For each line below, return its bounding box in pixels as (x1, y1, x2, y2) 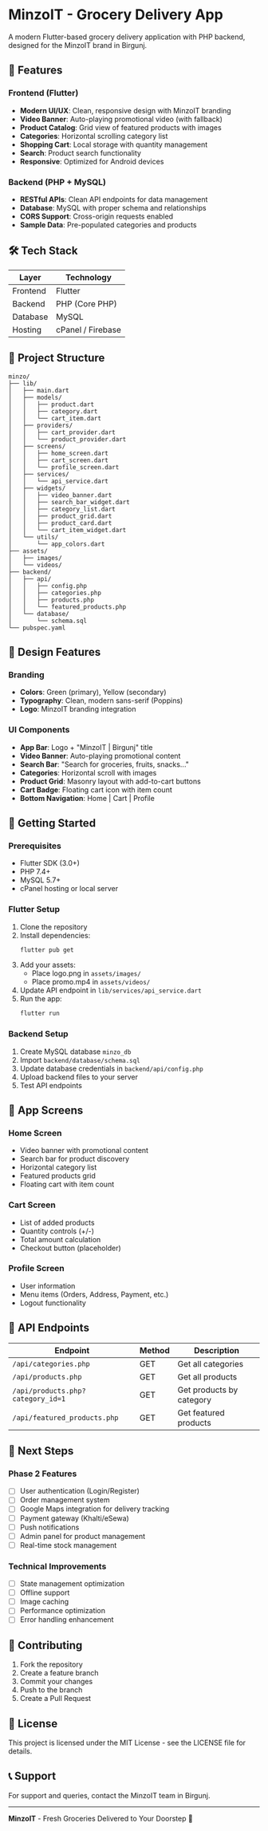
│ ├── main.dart (8, 386, 69, 394)
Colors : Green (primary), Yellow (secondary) (19, 688, 167, 697)
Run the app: (19, 994, 62, 1004)
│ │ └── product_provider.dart (8, 435, 127, 444)
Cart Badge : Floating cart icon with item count (19, 784, 173, 795)
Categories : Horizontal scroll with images (19, 768, 157, 777)
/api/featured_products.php (12, 1413, 119, 1422)
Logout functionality (19, 1298, 86, 1308)
